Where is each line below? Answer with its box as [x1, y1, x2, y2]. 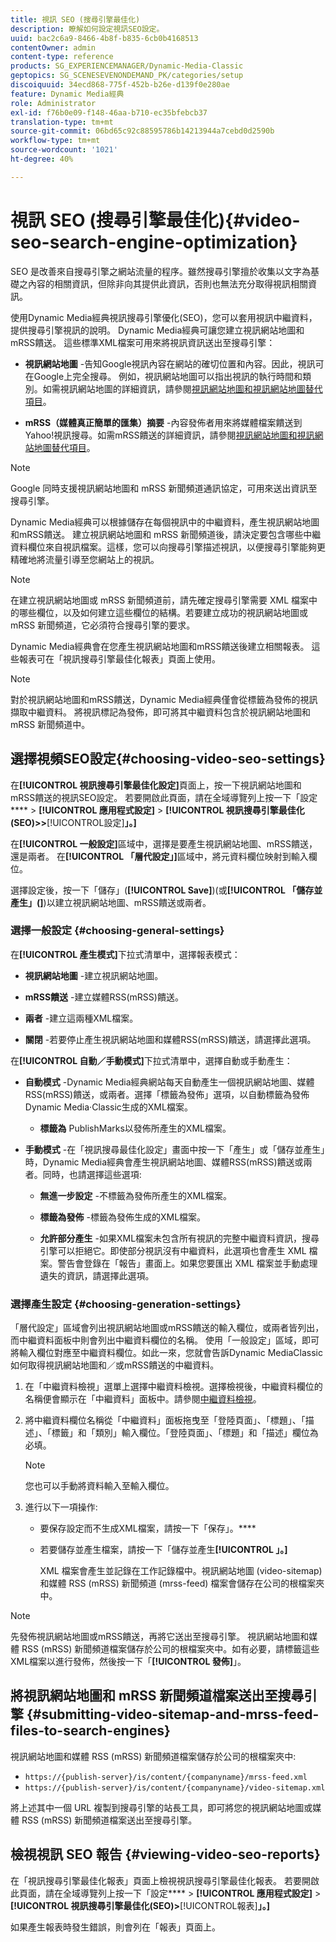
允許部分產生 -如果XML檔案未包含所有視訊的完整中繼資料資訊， [39, 1232, 303, 1244]
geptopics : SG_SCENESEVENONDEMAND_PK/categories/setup [10, 71, 244, 81]
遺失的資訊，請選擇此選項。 [39, 1269, 155, 1281]
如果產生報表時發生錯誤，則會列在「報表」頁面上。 [10, 1921, 221, 1933]
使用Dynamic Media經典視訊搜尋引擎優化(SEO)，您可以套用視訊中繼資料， [10, 311, 318, 323]
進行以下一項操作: [24, 1501, 98, 1513]
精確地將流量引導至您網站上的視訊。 [10, 553, 160, 565]
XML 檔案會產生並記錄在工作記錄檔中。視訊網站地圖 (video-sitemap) [39, 1565, 323, 1577]
